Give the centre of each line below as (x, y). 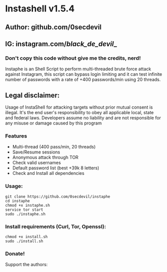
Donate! (15, 254)
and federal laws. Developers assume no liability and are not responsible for (83, 118)
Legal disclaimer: (32, 95)
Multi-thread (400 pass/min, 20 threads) (54, 147)
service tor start (24, 210)
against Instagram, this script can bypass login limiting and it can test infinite (84, 74)
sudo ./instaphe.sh (25, 214)
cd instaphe (17, 201)
